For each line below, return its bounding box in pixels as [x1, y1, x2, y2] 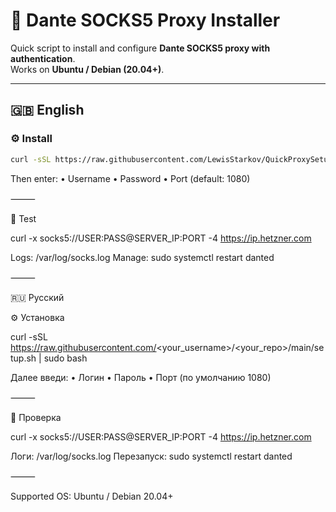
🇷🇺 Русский [10, 291, 65, 303]
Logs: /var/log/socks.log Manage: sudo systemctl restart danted [10, 251, 275, 263]
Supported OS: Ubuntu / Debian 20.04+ [10, 490, 174, 502]
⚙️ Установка [10, 311, 65, 323]
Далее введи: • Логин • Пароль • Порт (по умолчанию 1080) [10, 371, 272, 383]
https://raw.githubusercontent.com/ [10, 341, 157, 353]
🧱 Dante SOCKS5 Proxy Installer [10, 9, 281, 32]
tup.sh [10, 352, 37, 364]
